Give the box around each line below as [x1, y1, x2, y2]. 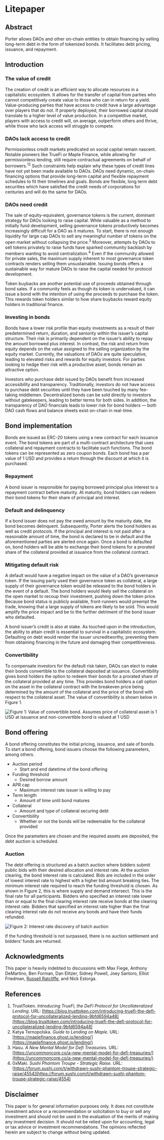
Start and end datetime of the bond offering [19, 766, 108, 772]
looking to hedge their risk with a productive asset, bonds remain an [5, 362, 142, 367]
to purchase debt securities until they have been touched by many [5, 387, 139, 392]
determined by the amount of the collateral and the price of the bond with [5, 689, 153, 695]
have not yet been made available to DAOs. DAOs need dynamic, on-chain [5, 168, 155, 174]
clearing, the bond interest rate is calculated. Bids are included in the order [5, 872, 156, 878]
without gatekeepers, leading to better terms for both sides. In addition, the [5, 397, 157, 403]
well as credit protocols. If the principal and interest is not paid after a [5, 528, 145, 534]
